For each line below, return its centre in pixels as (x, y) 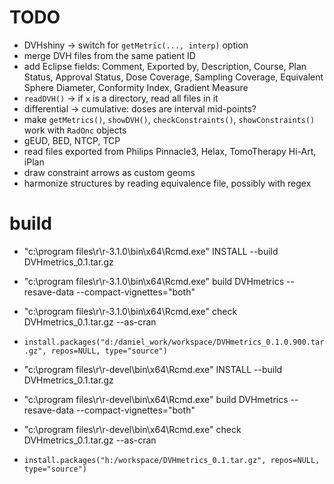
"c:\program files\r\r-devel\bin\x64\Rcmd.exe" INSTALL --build (153, 369)
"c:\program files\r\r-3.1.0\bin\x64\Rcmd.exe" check (130, 311)
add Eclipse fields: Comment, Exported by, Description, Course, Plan (165, 66)
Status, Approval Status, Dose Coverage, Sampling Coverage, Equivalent (173, 77)
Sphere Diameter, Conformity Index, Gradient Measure (136, 87)
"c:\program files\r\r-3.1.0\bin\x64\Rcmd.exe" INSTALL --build (151, 251)
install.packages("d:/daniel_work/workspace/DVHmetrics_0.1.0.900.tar (174, 342)
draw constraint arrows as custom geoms (109, 172)
